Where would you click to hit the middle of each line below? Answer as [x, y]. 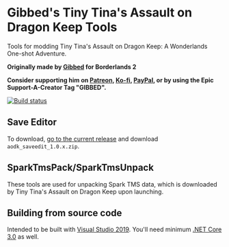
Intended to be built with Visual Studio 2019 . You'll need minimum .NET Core [114, 230]
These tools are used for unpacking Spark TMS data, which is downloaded [112, 184]
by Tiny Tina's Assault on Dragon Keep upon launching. [85, 191]
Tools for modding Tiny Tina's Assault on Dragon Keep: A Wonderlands [107, 46]
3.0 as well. [23, 237]
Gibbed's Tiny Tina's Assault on [100, 13]
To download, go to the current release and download [83, 139]
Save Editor [32, 122]
